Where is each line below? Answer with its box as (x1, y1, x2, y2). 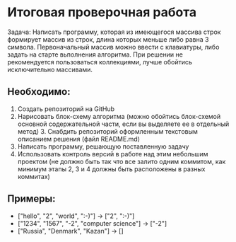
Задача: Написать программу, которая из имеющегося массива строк (7, 28, 221, 36)
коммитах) (17, 172, 51, 180)
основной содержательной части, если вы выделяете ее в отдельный (17, 120, 230, 128)
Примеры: (7, 192, 56, 205)
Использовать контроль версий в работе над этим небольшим (17, 149, 208, 158)
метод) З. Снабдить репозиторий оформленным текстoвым (17, 127, 198, 135)
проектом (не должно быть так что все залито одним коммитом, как (17, 157, 226, 166)
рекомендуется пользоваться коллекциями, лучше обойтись (7, 57, 193, 66)
